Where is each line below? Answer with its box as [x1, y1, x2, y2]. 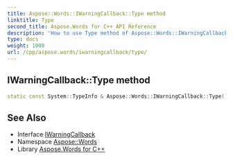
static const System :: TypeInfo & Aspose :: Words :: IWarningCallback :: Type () [7, 93, 228, 100]
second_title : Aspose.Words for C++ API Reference [7, 23, 157, 30]
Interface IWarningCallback [17, 130, 96, 139]
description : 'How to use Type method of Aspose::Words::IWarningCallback [7, 29, 228, 37]
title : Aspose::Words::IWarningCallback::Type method [7, 10, 166, 17]
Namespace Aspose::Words [17, 138, 97, 146]
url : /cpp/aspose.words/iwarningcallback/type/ [7, 49, 148, 56]
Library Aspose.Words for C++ [17, 145, 105, 153]
